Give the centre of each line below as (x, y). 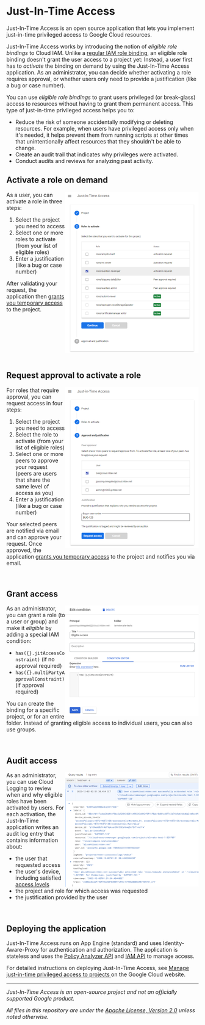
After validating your (32, 283)
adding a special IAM (33, 635)
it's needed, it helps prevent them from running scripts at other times (102, 135)
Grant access (32, 594)
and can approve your (34, 537)
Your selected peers (32, 524)
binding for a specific (33, 710)
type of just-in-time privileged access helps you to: (71, 110)
